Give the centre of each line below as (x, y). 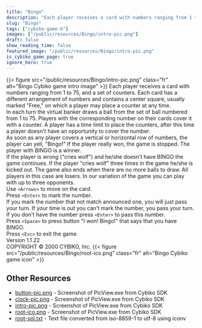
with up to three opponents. (41, 182)
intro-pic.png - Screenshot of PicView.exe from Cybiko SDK (89, 306)
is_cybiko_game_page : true (40, 57)
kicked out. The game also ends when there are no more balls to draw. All (97, 169)
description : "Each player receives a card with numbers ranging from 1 (99, 18)
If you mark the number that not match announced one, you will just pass (97, 201)
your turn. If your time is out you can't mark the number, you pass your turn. (100, 208)
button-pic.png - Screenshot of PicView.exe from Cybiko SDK (91, 293)
